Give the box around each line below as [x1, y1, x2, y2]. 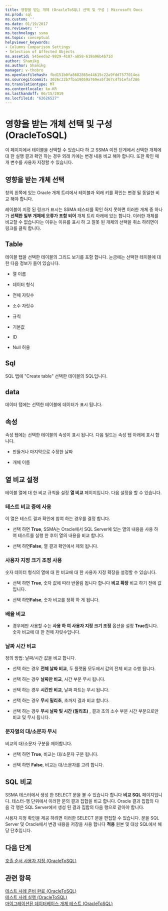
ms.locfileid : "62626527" [5, 95, 59, 100]
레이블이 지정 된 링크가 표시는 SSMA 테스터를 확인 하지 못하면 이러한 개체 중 [5, 206, 153, 212]
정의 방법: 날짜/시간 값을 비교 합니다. [5, 655, 76, 661]
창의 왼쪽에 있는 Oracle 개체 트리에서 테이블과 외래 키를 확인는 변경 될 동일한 [5, 189, 155, 195]
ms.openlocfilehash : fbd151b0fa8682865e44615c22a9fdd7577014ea [5, 72, 140, 77]
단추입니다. [10, 827, 32, 833]
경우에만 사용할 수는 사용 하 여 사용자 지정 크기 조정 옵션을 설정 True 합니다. [12, 622, 158, 628]
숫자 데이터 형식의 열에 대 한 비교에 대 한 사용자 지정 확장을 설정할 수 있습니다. [5, 569, 157, 575]
